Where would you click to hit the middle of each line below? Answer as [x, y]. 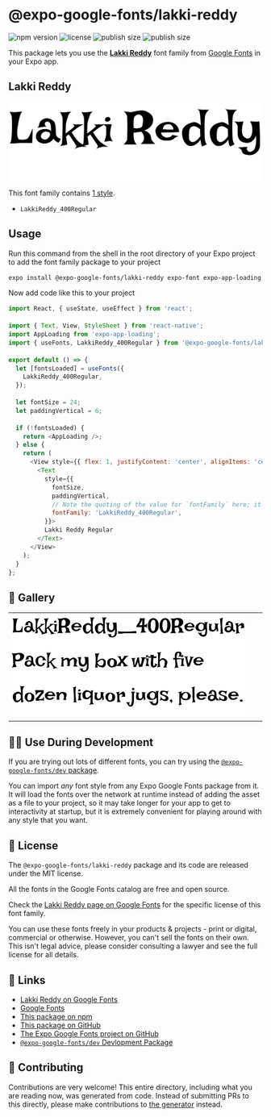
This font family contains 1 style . [62, 193]
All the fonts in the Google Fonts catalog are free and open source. [119, 890]
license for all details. [44, 955]
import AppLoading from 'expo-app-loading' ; [84, 335]
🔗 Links [27, 980]
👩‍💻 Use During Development [81, 742]
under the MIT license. [46, 873]
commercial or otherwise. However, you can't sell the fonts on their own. [129, 938]
